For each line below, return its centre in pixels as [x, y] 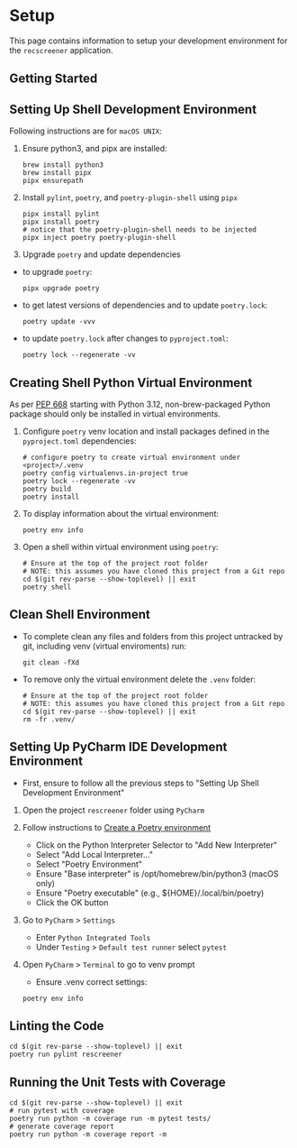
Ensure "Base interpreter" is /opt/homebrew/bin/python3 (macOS [157, 873]
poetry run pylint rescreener [66, 1055]
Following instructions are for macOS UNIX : [85, 131]
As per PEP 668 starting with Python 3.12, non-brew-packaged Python [140, 404]
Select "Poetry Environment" [89, 864]
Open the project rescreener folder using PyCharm [113, 810]
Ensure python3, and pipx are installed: [95, 149]
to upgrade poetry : [57, 272]
